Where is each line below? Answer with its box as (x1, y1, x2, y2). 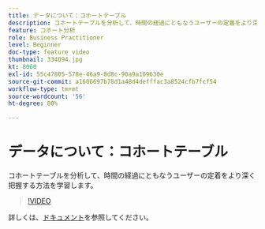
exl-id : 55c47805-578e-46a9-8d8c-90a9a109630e (8, 70, 164, 78)
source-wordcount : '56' (8, 92, 87, 100)
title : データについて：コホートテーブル (8, 11, 127, 20)
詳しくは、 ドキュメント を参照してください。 (8, 212, 154, 222)
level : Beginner (8, 41, 62, 49)
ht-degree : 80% (8, 99, 58, 107)
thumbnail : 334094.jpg (8, 56, 83, 64)
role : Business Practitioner (8, 33, 104, 42)
